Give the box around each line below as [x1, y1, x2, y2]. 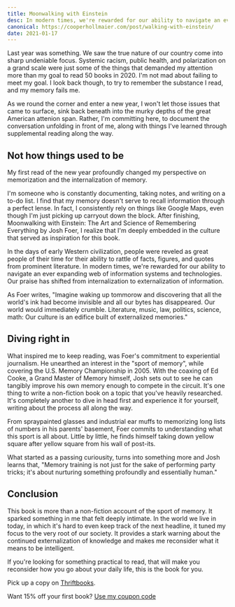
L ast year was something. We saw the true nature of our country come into [7, 49, 224, 57]
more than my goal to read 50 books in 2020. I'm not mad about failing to [7, 71, 218, 80]
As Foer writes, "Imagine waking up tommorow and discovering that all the [7, 291, 222, 299]
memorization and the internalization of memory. [7, 176, 148, 184]
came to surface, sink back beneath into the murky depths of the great [7, 107, 211, 115]
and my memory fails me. [7, 86, 80, 94]
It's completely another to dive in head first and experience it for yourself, [7, 396, 219, 404]
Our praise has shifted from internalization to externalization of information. [7, 277, 225, 285]
